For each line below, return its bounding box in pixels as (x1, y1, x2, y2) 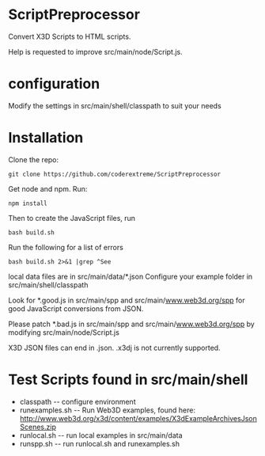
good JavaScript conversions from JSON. (8, 303, 144, 313)
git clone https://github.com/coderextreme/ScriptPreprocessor (8, 170, 221, 178)
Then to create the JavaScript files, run (8, 213, 136, 222)
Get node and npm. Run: (8, 184, 88, 193)
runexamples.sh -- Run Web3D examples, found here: (19, 405, 196, 415)
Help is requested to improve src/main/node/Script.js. (8, 47, 184, 56)
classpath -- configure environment (19, 397, 136, 406)
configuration (8, 75, 100, 93)
